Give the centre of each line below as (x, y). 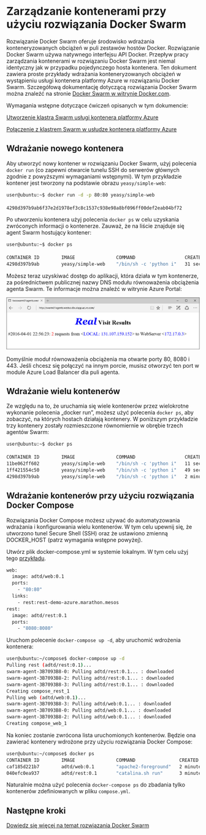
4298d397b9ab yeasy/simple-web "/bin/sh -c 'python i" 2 (97, 476)
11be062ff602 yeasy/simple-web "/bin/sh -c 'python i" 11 (98, 464)
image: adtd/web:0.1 (38, 577)
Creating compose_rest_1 (38, 691)
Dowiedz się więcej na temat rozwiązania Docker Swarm (78, 825)
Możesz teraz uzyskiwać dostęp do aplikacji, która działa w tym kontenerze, (103, 276)
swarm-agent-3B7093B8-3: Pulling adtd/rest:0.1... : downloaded (90, 685)
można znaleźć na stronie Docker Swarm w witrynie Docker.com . (89, 93)
